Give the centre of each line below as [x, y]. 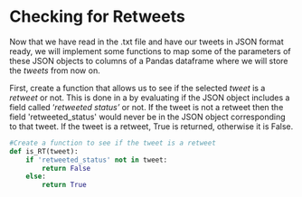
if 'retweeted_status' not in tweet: [97, 160]
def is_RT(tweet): [44, 151]
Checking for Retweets [97, 17]
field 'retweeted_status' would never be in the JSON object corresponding [148, 117]
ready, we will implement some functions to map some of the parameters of [150, 51]
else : [36, 177]
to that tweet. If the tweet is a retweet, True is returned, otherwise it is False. [151, 126]
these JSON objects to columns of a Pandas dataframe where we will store [149, 61]
